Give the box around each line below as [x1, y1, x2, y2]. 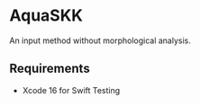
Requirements [9, 61, 90, 76]
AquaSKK [9, 5, 84, 26]
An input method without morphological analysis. [9, 35, 191, 46]
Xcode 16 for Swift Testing [22, 84, 121, 95]
